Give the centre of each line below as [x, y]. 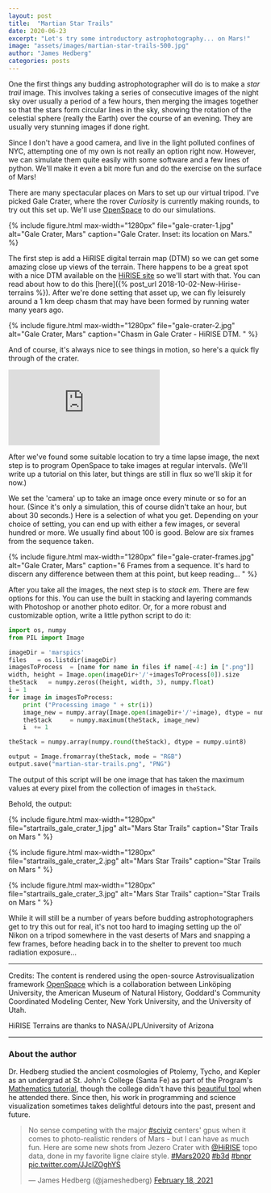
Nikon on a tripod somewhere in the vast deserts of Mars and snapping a [129, 935]
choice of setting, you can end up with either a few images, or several [124, 524]
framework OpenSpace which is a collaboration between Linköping [120, 984]
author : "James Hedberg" [50, 53]
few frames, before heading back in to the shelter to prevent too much [125, 943]
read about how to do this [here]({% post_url [83, 284]
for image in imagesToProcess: [61, 697]
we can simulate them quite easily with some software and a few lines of [129, 159]
